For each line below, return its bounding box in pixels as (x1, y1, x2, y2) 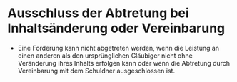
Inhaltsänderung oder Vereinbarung (7, 20, 226, 36)
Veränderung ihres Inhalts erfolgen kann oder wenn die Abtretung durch (17, 58, 231, 67)
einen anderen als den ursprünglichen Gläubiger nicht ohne (17, 51, 193, 60)
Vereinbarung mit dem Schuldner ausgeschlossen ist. (17, 66, 176, 75)
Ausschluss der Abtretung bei (7, 5, 189, 21)
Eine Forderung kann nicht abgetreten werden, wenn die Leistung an (17, 43, 220, 52)
